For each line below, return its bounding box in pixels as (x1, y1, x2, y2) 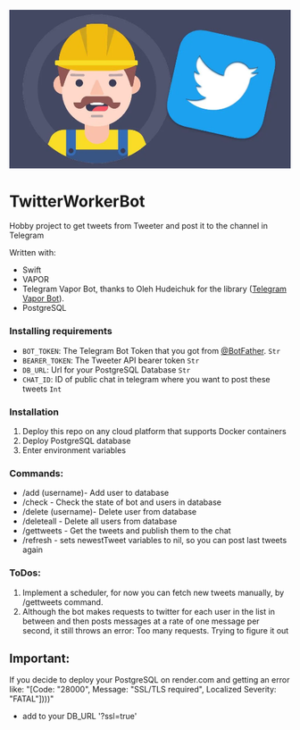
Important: (9, 651, 70, 667)
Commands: (9, 466, 64, 479)
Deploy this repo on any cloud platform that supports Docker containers (21, 426, 287, 437)
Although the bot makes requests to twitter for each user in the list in (21, 606, 275, 617)
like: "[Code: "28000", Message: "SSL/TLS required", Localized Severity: (9, 684, 277, 695)
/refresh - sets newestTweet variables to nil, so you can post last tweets (21, 535, 287, 546)
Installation (9, 406, 60, 418)
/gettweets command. (21, 596, 104, 608)
